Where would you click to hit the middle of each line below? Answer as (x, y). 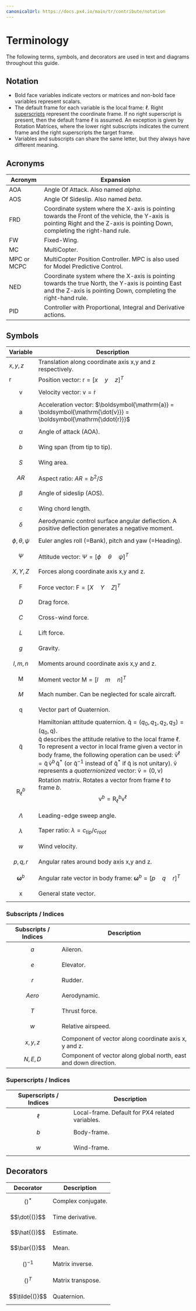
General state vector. (67, 894)
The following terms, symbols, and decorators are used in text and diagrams (98, 57)
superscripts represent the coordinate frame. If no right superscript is (98, 114)
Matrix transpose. (76, 1280)
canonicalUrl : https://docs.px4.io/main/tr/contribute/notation (86, 11)
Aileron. (72, 949)
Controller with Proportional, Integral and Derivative (114, 308)
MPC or (20, 259)
